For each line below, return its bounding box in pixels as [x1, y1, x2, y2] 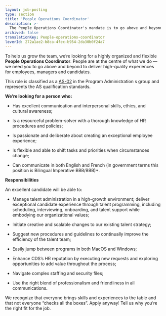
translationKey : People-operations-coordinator [5, 35, 105, 40]
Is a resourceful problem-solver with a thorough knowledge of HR [12, 117, 146, 124]
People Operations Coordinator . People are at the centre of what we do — [5, 58, 158, 64]
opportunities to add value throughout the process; [12, 261, 117, 267]
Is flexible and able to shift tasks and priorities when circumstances [12, 147, 150, 153]
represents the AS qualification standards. [5, 84, 91, 90]
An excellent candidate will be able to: [5, 186, 83, 192]
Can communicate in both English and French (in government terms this [12, 162, 159, 168]
